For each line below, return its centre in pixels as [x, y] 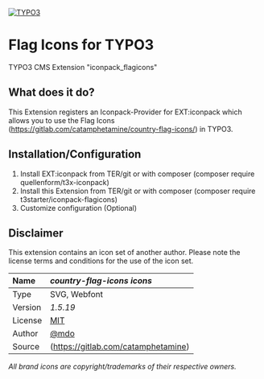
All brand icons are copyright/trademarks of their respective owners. [123, 367]
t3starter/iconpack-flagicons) [69, 199]
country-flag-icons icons [101, 281]
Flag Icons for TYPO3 [81, 45]
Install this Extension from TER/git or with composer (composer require [138, 191]
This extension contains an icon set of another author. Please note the [124, 253]
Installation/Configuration [75, 154]
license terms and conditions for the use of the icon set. [101, 261]
